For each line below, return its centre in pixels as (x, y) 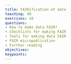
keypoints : (16, 54)
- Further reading (24, 45)
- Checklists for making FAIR (36, 32)
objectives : (17, 50)
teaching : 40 (18, 14)
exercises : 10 (19, 18)
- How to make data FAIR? (31, 27)
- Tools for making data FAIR (36, 37)
